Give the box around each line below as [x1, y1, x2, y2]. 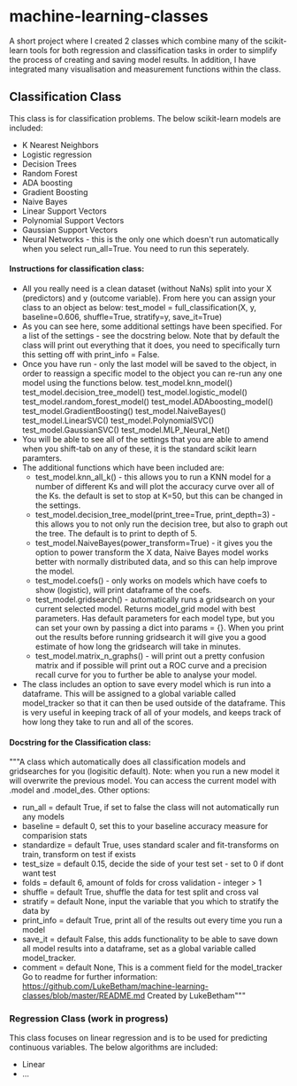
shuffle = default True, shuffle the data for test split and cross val [21, 887, 259, 897]
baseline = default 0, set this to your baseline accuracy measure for [21, 821, 269, 832]
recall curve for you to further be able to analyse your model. [34, 669, 257, 680]
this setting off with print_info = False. [21, 348, 160, 360]
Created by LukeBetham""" [147, 990, 246, 1001]
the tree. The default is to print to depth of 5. [34, 527, 197, 538]
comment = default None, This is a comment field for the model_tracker [21, 962, 283, 973]
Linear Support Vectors [21, 206, 108, 216]
